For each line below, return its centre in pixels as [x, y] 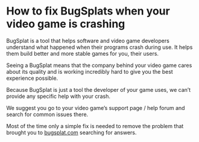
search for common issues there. [47, 114]
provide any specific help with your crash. [58, 96]
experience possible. [32, 78]
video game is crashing [66, 24]
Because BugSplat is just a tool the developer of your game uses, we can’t [99, 89]
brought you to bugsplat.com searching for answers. [71, 132]
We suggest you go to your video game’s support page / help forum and [96, 108]
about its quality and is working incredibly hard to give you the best [90, 71]
